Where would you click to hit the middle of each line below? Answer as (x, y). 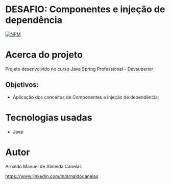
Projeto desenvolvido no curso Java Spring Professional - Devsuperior (79, 69)
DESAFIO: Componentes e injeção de (85, 9)
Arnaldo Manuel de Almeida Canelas (44, 166)
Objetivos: (22, 85)
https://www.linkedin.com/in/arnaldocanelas (52, 176)
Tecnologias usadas (49, 117)
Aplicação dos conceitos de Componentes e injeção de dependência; (86, 97)
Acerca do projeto (44, 55)
